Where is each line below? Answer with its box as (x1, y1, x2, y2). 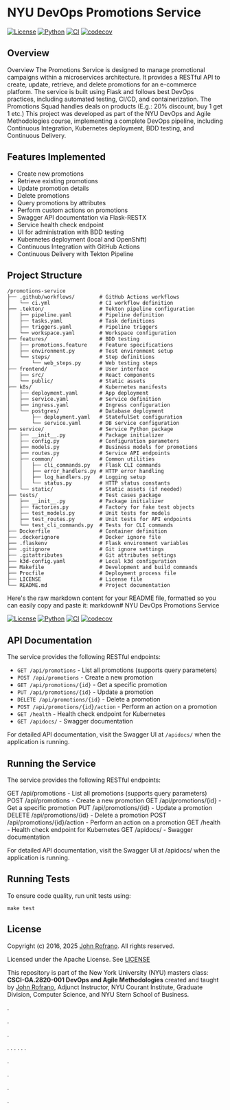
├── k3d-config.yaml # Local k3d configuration (7, 558, 176, 565)
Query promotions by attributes (16, 198, 106, 207)
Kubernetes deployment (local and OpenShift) (16, 235, 148, 243)
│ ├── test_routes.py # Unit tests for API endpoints (7, 516, 192, 523)
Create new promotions (16, 170, 84, 178)
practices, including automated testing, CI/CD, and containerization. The (7, 95, 211, 103)
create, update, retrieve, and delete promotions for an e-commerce (7, 80, 197, 89)
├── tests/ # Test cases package (7, 492, 161, 499)
